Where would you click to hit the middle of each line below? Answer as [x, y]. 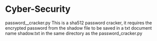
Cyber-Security [38, 9]
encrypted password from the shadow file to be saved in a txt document [78, 28]
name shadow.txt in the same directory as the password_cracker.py [74, 33]
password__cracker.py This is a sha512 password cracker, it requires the [78, 23]
